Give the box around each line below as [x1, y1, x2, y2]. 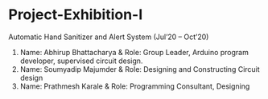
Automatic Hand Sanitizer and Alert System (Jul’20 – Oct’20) [8, 32, 209, 42]
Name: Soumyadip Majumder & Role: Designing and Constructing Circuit [19, 64, 260, 73]
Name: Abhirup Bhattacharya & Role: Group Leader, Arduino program [19, 47, 249, 57]
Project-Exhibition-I [8, 6, 143, 24]
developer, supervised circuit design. [19, 56, 143, 65]
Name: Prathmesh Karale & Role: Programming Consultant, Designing [19, 81, 250, 91]
